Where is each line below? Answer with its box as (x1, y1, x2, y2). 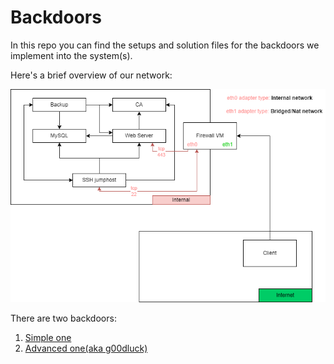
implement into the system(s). (10, 49, 133, 61)
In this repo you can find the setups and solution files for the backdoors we (10, 39, 320, 51)
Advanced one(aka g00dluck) (24, 342, 148, 354)
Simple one (24, 331, 72, 343)
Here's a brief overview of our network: (10, 69, 173, 81)
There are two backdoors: (10, 312, 117, 324)
